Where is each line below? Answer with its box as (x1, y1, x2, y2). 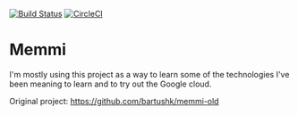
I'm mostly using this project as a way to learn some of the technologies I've (9, 69, 290, 79)
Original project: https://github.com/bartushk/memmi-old (9, 95, 219, 106)
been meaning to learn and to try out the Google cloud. (9, 78, 212, 89)
